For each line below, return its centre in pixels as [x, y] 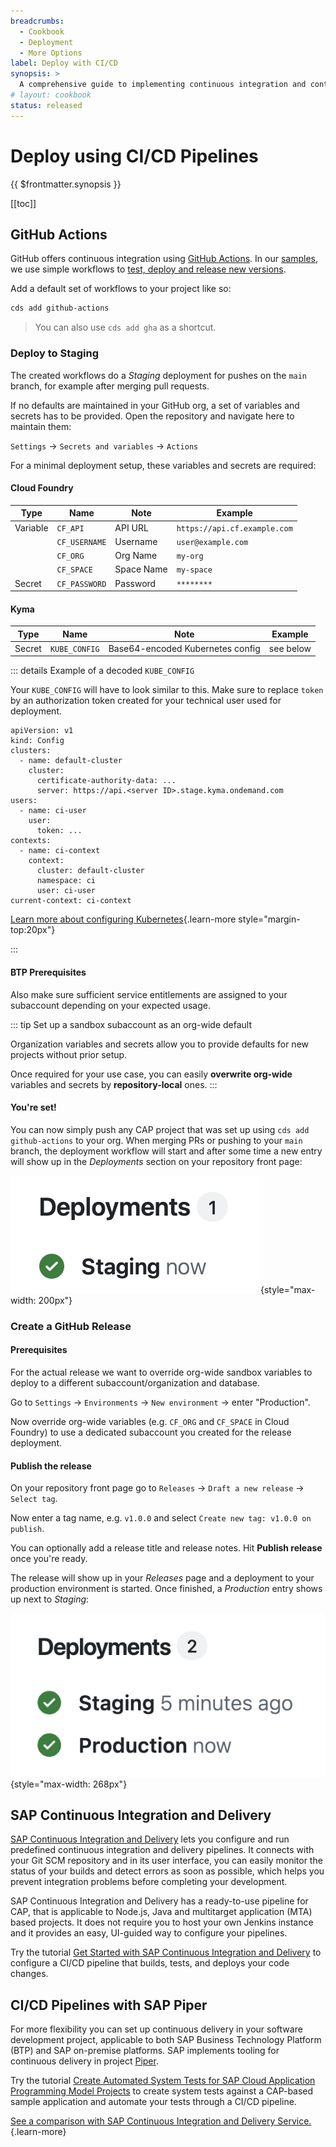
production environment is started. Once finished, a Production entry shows [166, 1589]
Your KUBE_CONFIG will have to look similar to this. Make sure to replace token [167, 690]
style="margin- [269, 919]
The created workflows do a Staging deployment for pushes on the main [159, 375]
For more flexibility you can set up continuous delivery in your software [156, 2029]
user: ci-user [66, 891]
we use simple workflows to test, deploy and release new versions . [148, 269]
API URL [131, 527]
